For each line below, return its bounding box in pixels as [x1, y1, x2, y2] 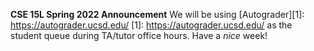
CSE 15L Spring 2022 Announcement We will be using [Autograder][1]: [10, 9, 305, 20]
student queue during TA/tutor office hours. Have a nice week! [10, 30, 268, 41]
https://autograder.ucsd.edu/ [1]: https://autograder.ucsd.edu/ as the [10, 19, 293, 31]
